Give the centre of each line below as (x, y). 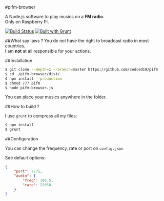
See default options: (25, 158)
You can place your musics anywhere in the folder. (56, 97)
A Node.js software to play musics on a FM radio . (55, 16)
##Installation (19, 60)
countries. (15, 46)
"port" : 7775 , (28, 171)
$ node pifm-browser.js (29, 88)
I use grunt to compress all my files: (41, 116)
